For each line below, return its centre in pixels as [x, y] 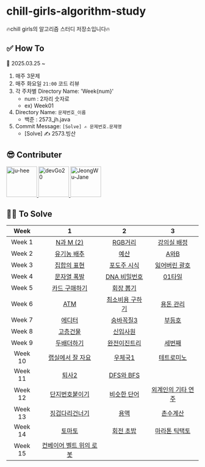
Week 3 [22, 265]
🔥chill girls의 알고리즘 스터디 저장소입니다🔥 [58, 29]
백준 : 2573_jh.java [47, 119]
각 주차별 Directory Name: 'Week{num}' [64, 91]
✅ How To [25, 49]
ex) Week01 [39, 106]
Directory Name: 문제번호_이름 [51, 112]
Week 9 [22, 343]
